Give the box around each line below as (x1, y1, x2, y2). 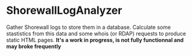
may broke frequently (6, 43, 62, 50)
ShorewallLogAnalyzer (6, 4, 122, 17)
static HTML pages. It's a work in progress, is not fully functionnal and (6, 36, 184, 43)
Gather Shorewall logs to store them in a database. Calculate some (6, 23, 171, 31)
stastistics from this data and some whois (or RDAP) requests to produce (6, 30, 186, 37)
